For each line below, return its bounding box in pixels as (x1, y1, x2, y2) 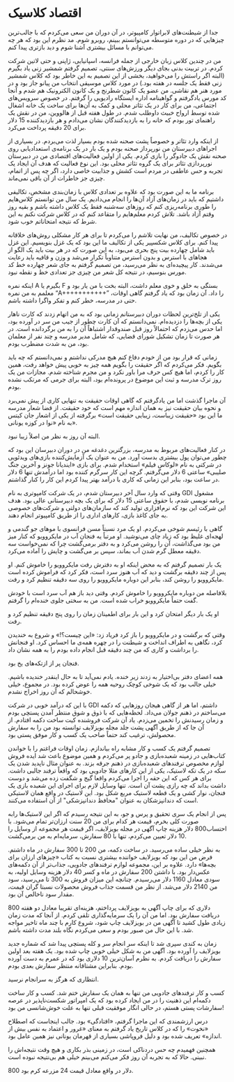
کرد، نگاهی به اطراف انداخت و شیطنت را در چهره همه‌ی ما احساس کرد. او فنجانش (8, 638, 223, 646)
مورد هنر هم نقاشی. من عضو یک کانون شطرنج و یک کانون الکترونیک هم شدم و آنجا (8, 86, 222, 94)
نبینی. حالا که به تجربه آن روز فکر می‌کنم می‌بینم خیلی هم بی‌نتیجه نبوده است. (8, 1053, 207, 1061)
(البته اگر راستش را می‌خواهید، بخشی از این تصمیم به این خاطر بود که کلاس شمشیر (8, 71, 225, 80)
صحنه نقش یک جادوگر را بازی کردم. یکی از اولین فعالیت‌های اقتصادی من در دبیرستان (8, 152, 227, 160)
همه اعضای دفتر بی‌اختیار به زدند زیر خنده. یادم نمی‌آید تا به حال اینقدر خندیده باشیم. (8, 672, 224, 680)
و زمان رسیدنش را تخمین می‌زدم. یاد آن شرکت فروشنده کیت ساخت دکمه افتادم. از (8, 715, 224, 724)
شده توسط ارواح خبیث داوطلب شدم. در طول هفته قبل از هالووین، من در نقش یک (8, 108, 220, 117)
